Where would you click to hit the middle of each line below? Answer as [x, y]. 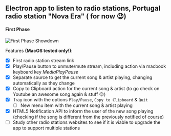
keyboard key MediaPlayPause [45, 72]
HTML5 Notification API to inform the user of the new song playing [83, 111]
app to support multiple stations [46, 128]
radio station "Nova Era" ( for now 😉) [66, 17]
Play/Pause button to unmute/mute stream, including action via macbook [89, 66]
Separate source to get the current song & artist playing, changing [82, 77]
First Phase [18, 29]
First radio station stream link [43, 60]
